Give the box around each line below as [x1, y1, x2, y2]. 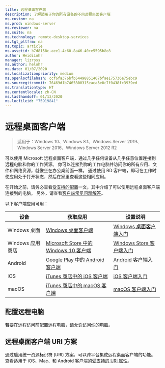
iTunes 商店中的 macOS [46, 282, 101, 289]
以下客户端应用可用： [5, 201, 48, 207]
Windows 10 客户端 [46, 247, 91, 254]
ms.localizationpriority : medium [5, 71, 74, 76]
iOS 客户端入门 [113, 273, 148, 280]
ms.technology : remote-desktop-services [5, 35, 89, 40]
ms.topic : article [5, 44, 43, 49]
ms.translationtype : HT [5, 85, 54, 90]
